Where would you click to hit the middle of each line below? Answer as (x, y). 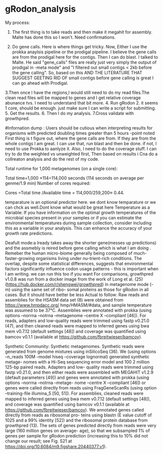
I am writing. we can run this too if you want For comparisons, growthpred (79, 274)
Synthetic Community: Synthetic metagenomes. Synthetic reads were (75, 346)
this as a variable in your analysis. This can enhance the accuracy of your (79, 228)
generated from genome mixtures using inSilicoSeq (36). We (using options (81, 351)
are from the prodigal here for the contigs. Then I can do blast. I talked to (85, 57)
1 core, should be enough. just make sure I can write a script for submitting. (81, 108)
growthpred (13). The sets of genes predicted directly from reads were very (81, 425)
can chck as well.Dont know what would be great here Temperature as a (77, 207)
